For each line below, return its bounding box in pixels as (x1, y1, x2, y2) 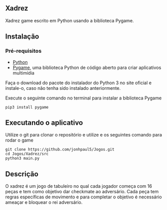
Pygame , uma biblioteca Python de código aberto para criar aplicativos (12, 64, 161, 71)
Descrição (5, 169, 39, 178)
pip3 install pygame (5, 104, 49, 110)
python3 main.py (5, 156, 40, 161)
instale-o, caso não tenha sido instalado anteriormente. (5, 85, 121, 91)
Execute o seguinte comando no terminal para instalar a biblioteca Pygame (5, 95, 162, 101)
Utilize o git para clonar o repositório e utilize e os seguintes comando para (5, 132, 162, 138)
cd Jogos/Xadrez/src (5, 152, 49, 157)
